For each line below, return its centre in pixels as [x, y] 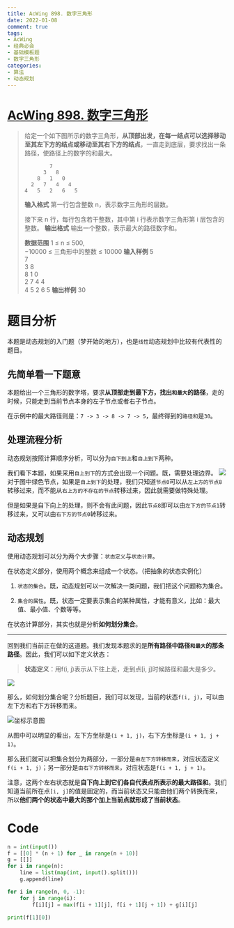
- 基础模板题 [23, 53]
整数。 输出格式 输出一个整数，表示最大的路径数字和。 [102, 228]
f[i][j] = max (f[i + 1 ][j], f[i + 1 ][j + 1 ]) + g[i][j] [115, 905]
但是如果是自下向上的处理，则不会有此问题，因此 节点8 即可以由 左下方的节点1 [114, 505]
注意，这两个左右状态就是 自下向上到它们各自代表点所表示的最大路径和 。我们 [117, 782]
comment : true [28, 26]
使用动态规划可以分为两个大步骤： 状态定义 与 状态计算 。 [83, 556]
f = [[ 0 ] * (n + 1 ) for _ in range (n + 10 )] [73, 853]
